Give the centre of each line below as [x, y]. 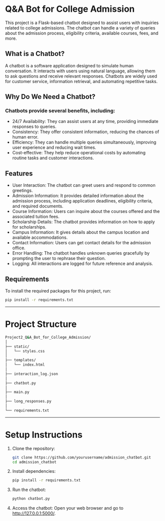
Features [19, 173]
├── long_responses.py [28, 402]
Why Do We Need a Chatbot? [50, 97]
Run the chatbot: [29, 490]
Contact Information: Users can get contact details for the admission [82, 243]
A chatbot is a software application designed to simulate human [69, 65]
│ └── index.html [25, 365]
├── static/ [17, 347]
